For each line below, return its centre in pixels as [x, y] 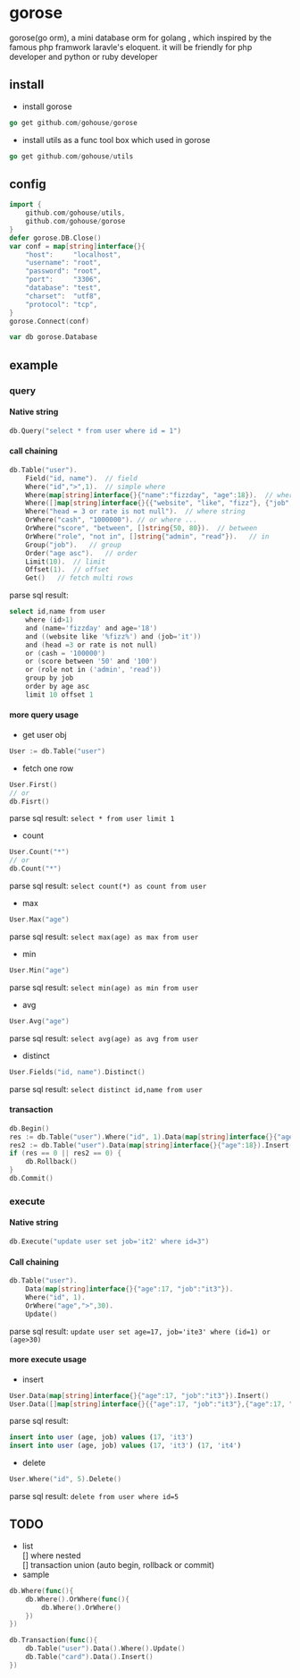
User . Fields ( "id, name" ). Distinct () [77, 1072]
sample [36, 1574]
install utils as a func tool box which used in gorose [116, 140]
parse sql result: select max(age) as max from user [104, 936]
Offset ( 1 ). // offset [67, 570]
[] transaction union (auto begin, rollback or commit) [118, 1564]
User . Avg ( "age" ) [39, 1021]
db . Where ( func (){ [42, 1590]
